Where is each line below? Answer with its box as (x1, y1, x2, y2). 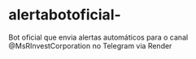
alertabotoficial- (8, 6, 122, 24)
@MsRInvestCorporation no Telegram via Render (8, 40, 172, 50)
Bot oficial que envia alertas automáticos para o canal (8, 32, 189, 42)
